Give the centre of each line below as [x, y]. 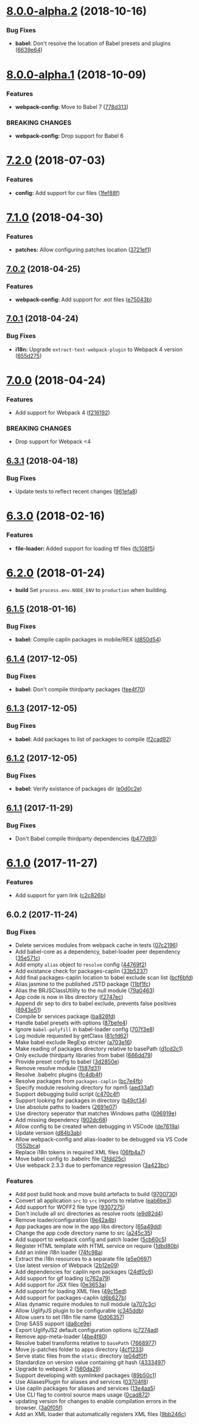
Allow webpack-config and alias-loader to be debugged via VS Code [101, 1140]
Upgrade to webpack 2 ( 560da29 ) [58, 1369]
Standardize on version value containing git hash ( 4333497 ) [90, 1362]
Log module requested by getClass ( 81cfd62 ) [72, 1036]
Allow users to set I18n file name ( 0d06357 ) [70, 1317]
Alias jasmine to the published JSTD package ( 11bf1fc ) [83, 984]
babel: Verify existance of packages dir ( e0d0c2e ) [79, 789]
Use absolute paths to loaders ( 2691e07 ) [66, 1107]
